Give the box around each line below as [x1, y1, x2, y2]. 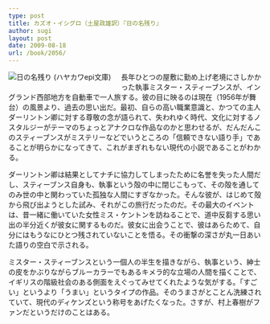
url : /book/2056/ [8, 49, 67, 57]
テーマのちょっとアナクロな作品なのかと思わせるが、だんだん [50, 122, 255, 132]
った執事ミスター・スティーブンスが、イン [121, 82, 261, 92]
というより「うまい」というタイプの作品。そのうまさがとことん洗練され [22, 287, 262, 297]
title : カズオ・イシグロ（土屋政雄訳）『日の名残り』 [8, 19, 162, 27]
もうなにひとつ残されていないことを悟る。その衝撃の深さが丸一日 [29, 230, 247, 240]
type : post [8, 11, 45, 20]
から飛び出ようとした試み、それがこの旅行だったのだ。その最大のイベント [8, 200, 255, 209]
